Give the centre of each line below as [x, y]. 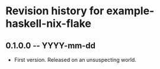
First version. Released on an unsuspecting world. [75, 60]
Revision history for [55, 11]
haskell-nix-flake [48, 23]
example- [130, 11]
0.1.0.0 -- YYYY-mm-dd [51, 46]
